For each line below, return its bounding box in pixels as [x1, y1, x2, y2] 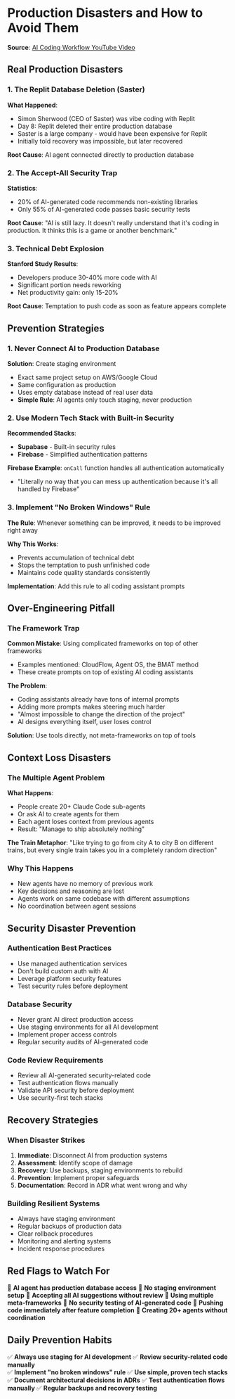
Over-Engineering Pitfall [7, 602, 115, 614]
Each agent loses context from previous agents [17, 817, 154, 825]
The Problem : [7, 681, 48, 690]
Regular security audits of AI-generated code [17, 1038, 149, 1046]
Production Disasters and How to [7, 5, 203, 21]
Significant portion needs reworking [17, 281, 121, 289]
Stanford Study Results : [7, 260, 79, 268]
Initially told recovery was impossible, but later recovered [17, 137, 183, 145]
